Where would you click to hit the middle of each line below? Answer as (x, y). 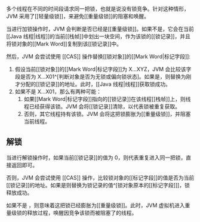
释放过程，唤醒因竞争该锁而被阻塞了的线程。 (82, 212)
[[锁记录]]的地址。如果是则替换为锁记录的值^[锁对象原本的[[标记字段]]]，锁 (98, 185)
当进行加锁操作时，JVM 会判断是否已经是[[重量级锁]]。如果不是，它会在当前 (100, 29)
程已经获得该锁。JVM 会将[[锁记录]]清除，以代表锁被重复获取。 (102, 107)
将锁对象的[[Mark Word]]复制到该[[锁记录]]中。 (64, 44)
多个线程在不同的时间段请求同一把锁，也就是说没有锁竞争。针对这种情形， (98, 9)
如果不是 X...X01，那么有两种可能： (58, 92)
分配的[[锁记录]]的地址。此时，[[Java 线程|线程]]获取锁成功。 (96, 84)
